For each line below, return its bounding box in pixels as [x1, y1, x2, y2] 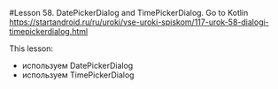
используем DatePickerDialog [21, 61, 134, 70]
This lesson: [9, 43, 54, 54]
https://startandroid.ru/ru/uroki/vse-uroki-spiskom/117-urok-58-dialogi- [9, 17, 270, 27]
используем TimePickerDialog [21, 70, 135, 80]
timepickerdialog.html [9, 26, 89, 36]
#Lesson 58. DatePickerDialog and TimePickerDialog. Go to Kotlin [9, 8, 249, 18]
